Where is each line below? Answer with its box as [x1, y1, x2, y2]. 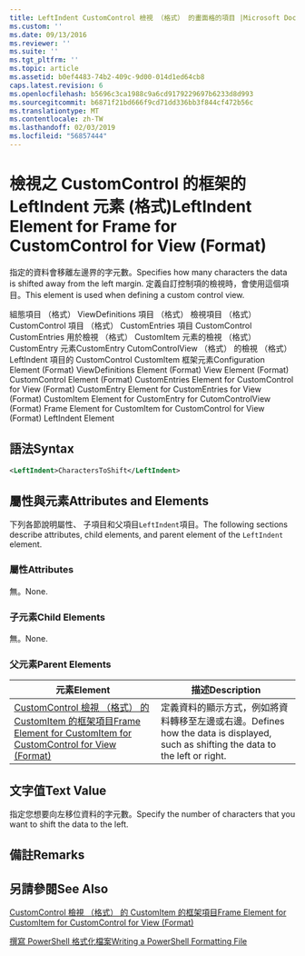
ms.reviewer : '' [9, 38, 71, 48]
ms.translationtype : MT [9, 106, 100, 115]
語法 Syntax [9, 442, 74, 457]
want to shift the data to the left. [9, 819, 129, 830]
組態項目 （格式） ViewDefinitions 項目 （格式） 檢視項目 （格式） [9, 308, 257, 319]
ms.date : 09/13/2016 [9, 30, 88, 39]
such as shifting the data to [160, 738, 277, 751]
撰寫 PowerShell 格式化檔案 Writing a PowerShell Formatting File [9, 936, 248, 947]
